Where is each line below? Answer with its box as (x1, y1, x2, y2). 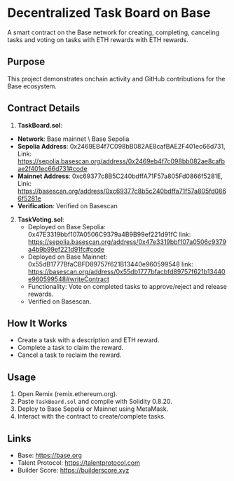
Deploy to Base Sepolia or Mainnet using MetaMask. (17, 405, 169, 413)
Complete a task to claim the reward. (17, 344, 124, 352)
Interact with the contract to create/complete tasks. (17, 412, 166, 421)
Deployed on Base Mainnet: (27, 252, 108, 261)
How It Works (7, 317, 68, 329)
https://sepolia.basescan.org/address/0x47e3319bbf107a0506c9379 (27, 237, 226, 246)
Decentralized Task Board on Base (7, 5, 211, 21)
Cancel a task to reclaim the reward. (17, 351, 122, 359)
